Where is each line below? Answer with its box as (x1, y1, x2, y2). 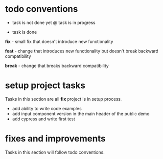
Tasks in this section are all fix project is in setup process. (5, 96, 122, 102)
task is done (12, 29, 37, 35)
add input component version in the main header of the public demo (12, 111, 150, 116)
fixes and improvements (5, 133, 106, 144)
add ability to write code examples (12, 105, 82, 111)
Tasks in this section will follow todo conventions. (5, 149, 105, 155)
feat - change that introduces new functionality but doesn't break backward (5, 48, 159, 54)
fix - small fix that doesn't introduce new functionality (5, 38, 114, 45)
